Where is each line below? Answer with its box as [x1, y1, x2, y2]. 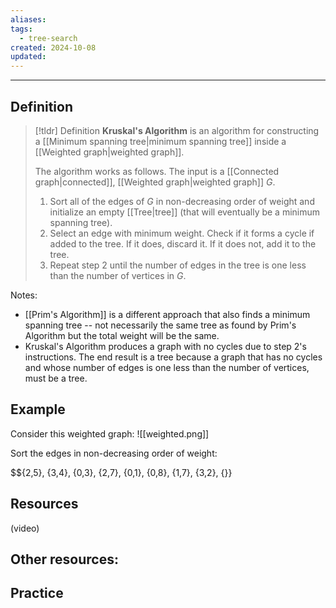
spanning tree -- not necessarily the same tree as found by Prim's [24, 319, 297, 331]
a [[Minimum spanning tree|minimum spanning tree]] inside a [34, 135, 287, 147]
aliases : [10, 14, 47, 25]
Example [10, 401, 66, 418]
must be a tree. [24, 372, 88, 384]
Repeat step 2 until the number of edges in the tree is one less [49, 259, 307, 271]
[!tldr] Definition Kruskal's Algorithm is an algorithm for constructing [34, 124, 320, 136]
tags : [10, 24, 33, 34]
